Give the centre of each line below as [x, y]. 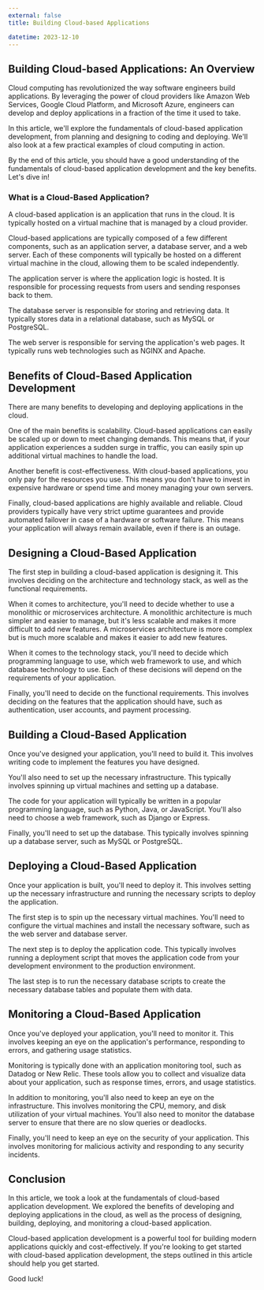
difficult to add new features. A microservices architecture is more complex [130, 629]
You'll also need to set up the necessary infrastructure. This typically [120, 777]
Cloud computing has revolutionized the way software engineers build [122, 88]
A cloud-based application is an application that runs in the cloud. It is [121, 214]
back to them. [31, 296]
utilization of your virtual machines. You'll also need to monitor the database [131, 1114]
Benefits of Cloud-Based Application [100, 375]
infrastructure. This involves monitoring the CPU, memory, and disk [117, 1106]
